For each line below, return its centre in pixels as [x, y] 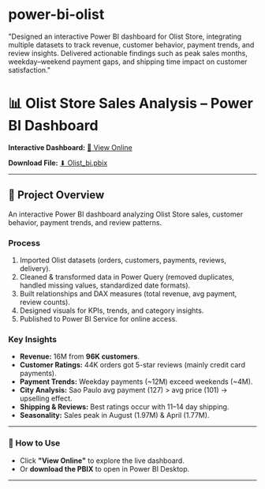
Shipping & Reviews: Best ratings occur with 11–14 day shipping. [124, 407]
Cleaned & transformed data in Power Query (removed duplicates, [127, 276]
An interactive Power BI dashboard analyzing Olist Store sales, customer [125, 214]
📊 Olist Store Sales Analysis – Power [131, 103]
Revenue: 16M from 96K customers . [80, 356]
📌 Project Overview [56, 195]
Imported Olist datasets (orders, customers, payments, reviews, [123, 260]
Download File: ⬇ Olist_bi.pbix [58, 163]
